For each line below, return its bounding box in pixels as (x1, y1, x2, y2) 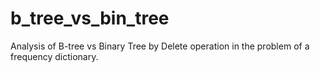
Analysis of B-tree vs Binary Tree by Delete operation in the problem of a (10, 40, 310, 52)
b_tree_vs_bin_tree (10, 7, 170, 30)
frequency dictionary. (10, 50, 99, 62)
